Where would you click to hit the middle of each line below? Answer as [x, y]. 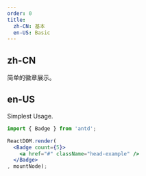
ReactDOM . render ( [32, 141]
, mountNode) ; [27, 166]
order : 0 [20, 13]
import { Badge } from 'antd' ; [52, 128]
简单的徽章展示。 [31, 78]
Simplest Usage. [30, 116]
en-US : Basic [32, 33]
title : [16, 20]
